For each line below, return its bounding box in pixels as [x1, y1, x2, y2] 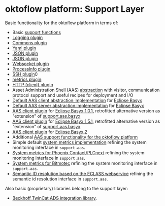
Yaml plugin [12, 45, 36, 51]
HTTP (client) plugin [12, 81, 53, 87]
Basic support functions [12, 29, 61, 35]
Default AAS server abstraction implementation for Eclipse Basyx [12, 103, 144, 108]
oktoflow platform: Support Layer [5, 3, 144, 15]
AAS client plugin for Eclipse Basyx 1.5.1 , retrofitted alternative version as [12, 118, 160, 124]
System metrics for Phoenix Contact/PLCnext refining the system [12, 149, 145, 156]
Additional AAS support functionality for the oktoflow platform [12, 134, 138, 140]
